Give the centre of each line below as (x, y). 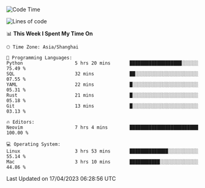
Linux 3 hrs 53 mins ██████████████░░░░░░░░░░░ (102, 151)
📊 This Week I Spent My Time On (50, 33)
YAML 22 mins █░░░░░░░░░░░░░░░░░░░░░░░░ (102, 85)
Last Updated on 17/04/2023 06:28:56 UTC (61, 179)
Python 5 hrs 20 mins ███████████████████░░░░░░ (102, 63)
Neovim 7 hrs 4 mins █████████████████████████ (102, 127)
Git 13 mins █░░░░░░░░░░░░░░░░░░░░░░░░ (102, 106)
